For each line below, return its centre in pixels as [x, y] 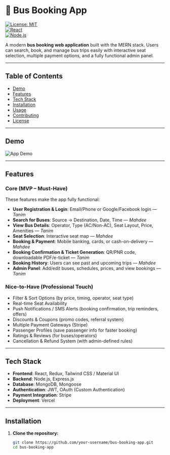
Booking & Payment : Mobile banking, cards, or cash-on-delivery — [83, 242]
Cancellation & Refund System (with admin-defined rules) [73, 341]
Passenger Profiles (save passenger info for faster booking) [75, 330]
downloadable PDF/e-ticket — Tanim [51, 258]
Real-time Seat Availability [40, 303]
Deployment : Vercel [34, 400]
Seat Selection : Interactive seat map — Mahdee [63, 236]
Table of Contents [34, 76]
